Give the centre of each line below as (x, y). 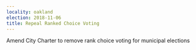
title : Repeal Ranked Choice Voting (53, 23)
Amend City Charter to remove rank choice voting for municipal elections (98, 41)
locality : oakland (30, 12)
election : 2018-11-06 (34, 18)
